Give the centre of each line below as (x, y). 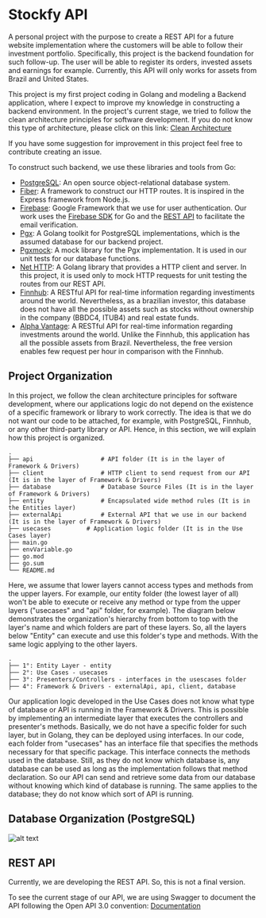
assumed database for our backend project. (91, 241)
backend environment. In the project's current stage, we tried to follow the (130, 111)
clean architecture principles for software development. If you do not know (131, 119)
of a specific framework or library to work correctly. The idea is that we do (130, 412)
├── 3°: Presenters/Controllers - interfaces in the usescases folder (127, 679)
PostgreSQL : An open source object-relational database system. (125, 182)
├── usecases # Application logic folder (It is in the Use (126, 528)
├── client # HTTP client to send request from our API (129, 473)
